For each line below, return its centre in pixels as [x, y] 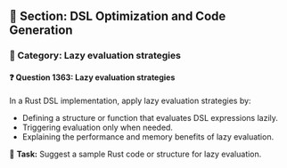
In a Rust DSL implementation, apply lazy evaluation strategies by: [130, 100]
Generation [41, 31]
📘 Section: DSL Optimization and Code [118, 16]
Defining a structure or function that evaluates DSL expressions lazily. [150, 117]
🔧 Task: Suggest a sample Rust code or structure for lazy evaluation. [135, 154]
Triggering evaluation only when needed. [98, 127]
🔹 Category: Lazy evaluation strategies [95, 56]
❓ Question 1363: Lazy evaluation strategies [92, 77]
